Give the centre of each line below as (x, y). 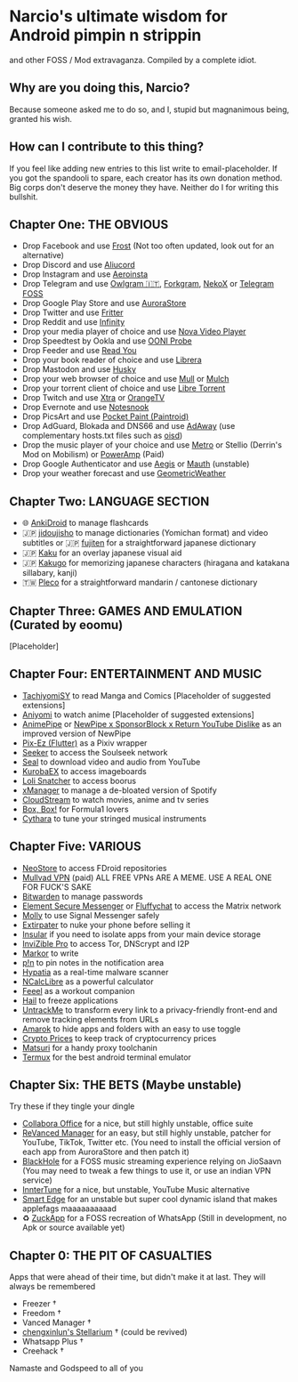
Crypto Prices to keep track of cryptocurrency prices (119, 1038)
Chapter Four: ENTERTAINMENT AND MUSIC (136, 674)
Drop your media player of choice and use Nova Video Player (134, 332)
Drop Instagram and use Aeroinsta (85, 274)
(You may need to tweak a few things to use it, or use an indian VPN (146, 1171)
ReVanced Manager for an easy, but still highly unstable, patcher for (146, 1133)
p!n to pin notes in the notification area (93, 962)
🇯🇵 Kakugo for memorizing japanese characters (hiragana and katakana (156, 563)
